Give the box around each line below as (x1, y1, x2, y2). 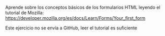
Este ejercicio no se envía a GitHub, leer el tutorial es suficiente (5, 25, 138, 31)
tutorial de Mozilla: (5, 10, 44, 16)
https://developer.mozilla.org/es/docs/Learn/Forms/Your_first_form (5, 15, 146, 21)
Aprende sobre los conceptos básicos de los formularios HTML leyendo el (5, 5, 161, 10)
